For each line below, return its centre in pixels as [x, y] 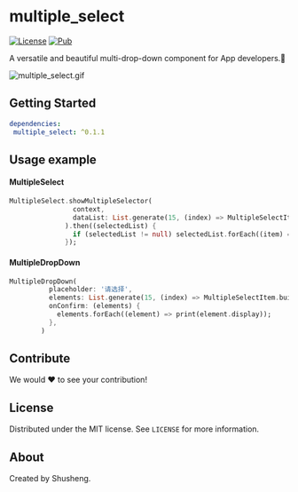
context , [88, 209]
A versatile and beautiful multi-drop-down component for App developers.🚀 [148, 58]
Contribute [40, 358]
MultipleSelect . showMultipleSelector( [81, 202]
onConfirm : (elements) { [94, 306]
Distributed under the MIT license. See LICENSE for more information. [134, 429]
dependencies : [35, 123]
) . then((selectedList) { [111, 226]
